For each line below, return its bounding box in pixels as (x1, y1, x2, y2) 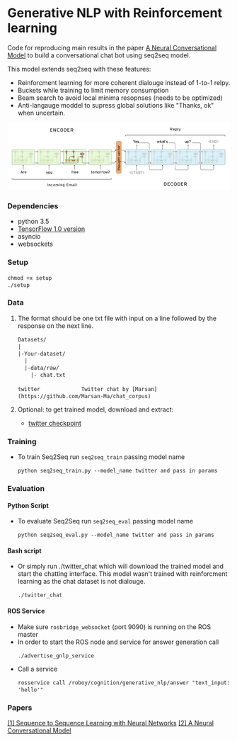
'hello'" (17, 686, 44, 694)
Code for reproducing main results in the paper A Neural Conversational (7, 43, 217, 52)
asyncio (17, 232, 41, 241)
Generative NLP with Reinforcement (7, 5, 223, 21)
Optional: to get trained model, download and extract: (17, 405, 174, 414)
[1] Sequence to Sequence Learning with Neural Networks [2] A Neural (7, 718, 214, 727)
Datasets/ (17, 336, 47, 343)
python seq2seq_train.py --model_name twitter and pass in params (17, 468, 218, 475)
